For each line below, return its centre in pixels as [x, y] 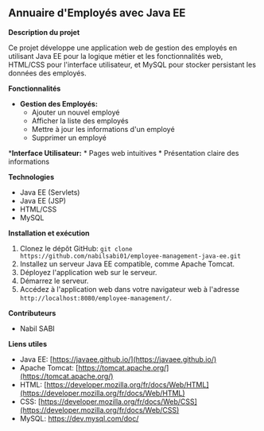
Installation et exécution [49, 233]
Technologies [31, 177]
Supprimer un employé [69, 138]
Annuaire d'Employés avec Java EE [97, 13]
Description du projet [44, 32]
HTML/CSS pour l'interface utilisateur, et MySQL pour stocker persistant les [132, 64]
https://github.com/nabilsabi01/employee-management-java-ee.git [130, 256]
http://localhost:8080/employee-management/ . [96, 297]
